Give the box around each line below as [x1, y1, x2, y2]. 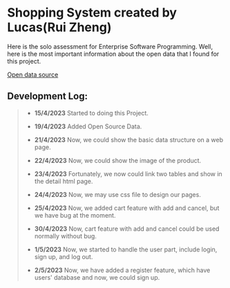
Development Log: [7, 90, 88, 102]
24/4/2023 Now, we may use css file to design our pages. [34, 190, 202, 198]
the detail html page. [34, 177, 93, 185]
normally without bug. [34, 231, 97, 240]
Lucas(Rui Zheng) [7, 19, 112, 35]
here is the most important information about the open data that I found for [7, 50, 220, 58]
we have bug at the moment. [34, 211, 116, 219]
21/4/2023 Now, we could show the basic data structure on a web [34, 135, 223, 144]
